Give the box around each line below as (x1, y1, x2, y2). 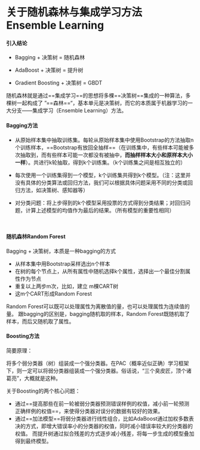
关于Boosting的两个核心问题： (6, 387, 81, 394)
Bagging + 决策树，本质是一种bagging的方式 (6, 247, 116, 254)
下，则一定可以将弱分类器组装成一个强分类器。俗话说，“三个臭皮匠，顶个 (6, 367, 187, 374)
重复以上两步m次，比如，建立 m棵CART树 (14, 282, 118, 290)
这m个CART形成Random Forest (14, 290, 93, 297)
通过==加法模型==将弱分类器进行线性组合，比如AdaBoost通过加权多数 (14, 415, 189, 422)
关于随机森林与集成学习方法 (6, 5, 143, 19)
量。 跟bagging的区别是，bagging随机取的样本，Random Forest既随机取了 (6, 310, 190, 317)
